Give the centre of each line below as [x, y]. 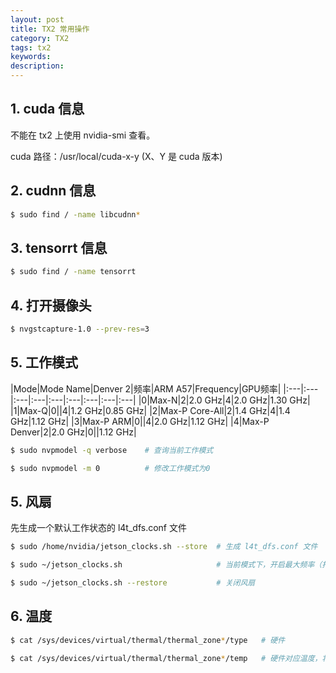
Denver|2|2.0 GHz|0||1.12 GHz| [73, 432]
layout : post [37, 19]
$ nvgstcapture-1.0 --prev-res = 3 [80, 329]
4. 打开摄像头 [51, 305]
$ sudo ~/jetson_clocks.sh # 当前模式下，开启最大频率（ [166, 565]
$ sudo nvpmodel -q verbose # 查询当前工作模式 [112, 450]
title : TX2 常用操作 [50, 29]
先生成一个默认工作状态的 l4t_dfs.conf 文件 [98, 528]
